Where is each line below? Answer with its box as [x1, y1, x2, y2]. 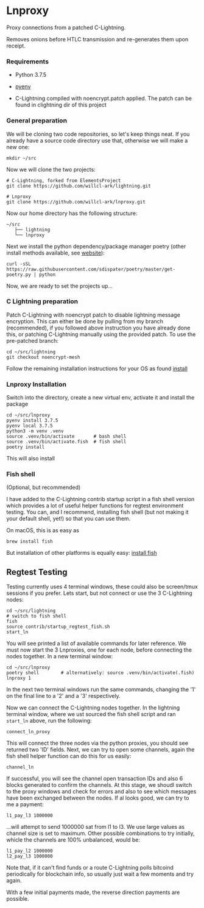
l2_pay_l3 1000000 [6, 853, 53, 859]
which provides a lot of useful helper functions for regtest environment [6, 502, 184, 509]
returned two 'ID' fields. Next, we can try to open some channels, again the [6, 746, 195, 753]
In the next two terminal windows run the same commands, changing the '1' [6, 686, 196, 693]
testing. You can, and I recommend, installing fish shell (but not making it [6, 509, 189, 516]
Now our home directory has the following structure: [6, 209, 138, 217]
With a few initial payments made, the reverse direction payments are [6, 889, 180, 896]
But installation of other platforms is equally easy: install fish [6, 549, 157, 557]
